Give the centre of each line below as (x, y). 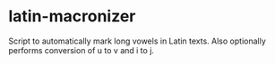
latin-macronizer (72, 16)
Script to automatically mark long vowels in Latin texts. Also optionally (137, 41)
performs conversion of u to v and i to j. (81, 50)
